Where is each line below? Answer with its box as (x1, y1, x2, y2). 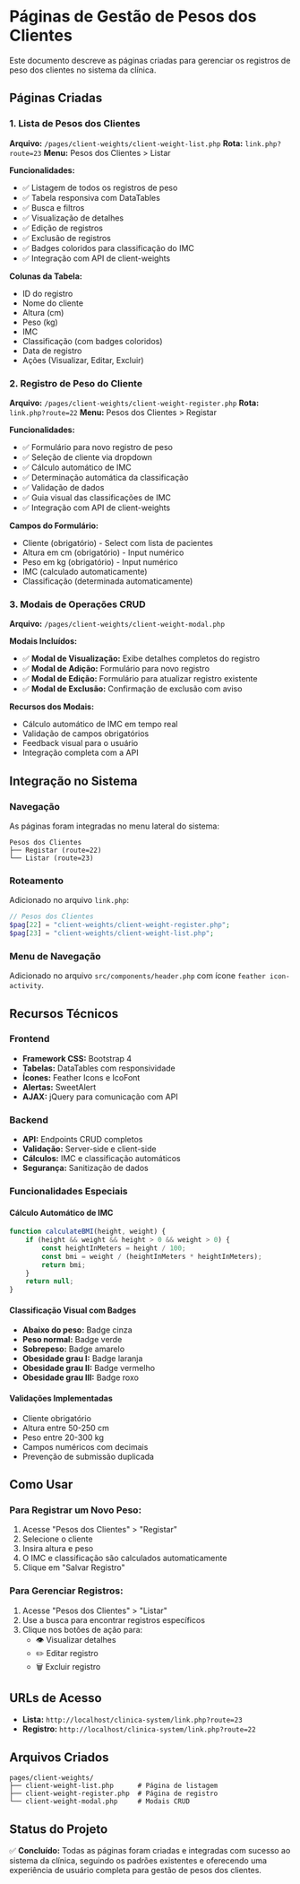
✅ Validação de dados (21, 482, 105, 492)
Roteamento (9, 874, 64, 887)
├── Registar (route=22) (9, 846, 102, 855)
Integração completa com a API (21, 747, 139, 759)
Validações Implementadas (9, 1393, 114, 1404)
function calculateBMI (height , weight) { (9, 1227, 167, 1237)
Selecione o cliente (21, 1533, 93, 1544)
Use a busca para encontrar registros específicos (21, 1614, 206, 1625)
